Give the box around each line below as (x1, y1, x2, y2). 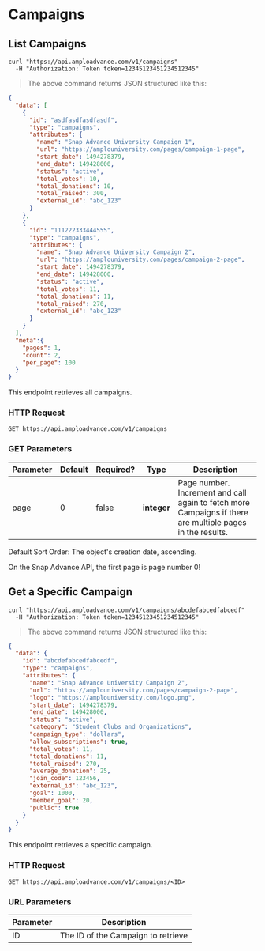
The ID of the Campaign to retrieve (59, 930, 188, 941)
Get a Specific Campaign (8, 585, 132, 598)
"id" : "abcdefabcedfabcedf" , (22, 657, 118, 665)
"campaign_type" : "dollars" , (28, 730, 125, 738)
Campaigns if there (177, 507, 249, 518)
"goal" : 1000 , (28, 789, 77, 798)
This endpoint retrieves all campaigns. (8, 387, 132, 397)
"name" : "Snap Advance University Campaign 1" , (36, 138, 196, 146)
